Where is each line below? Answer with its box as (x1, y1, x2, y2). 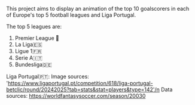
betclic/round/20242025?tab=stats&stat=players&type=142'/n (6, 86, 160, 93)
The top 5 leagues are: (6, 23, 62, 30)
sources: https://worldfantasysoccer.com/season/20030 (6, 92, 146, 99)
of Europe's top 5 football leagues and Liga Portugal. (6, 11, 136, 18)
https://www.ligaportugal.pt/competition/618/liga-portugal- (8, 80, 154, 87)
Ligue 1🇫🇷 (14, 48, 42, 54)
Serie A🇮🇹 (14, 54, 43, 61)
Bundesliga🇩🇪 (14, 61, 52, 68)
